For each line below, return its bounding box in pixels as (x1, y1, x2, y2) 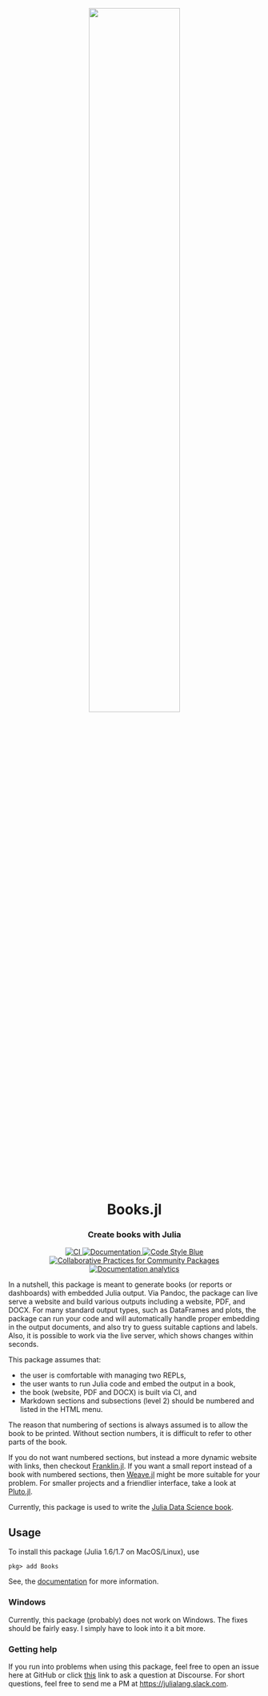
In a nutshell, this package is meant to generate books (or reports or (8, 1280, 233, 1289)
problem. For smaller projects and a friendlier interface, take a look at (8, 1479, 236, 1488)
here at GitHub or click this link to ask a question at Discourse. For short (8, 1670, 246, 1680)
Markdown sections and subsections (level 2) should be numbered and (19, 1396, 254, 1406)
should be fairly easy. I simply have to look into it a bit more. (8, 1623, 206, 1633)
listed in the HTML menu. (19, 1405, 103, 1414)
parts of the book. (8, 1437, 68, 1447)
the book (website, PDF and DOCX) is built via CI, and (19, 1388, 198, 1398)
